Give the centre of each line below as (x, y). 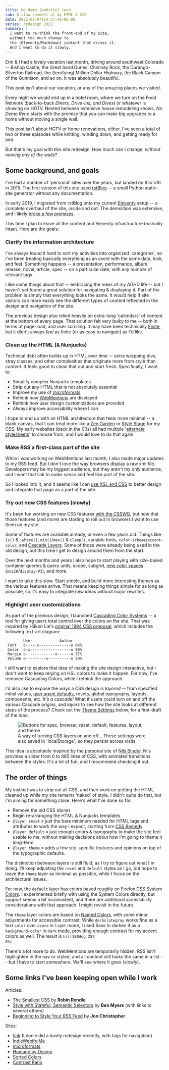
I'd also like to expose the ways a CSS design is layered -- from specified (81, 688)
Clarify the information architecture (50, 242)
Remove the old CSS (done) (41, 810)
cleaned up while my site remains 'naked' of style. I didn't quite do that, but (83, 795)
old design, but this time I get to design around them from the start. (75, 550)
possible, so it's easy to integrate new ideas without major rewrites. (75, 591)
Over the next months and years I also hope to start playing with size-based (84, 560)
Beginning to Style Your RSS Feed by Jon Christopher (69, 1016)
